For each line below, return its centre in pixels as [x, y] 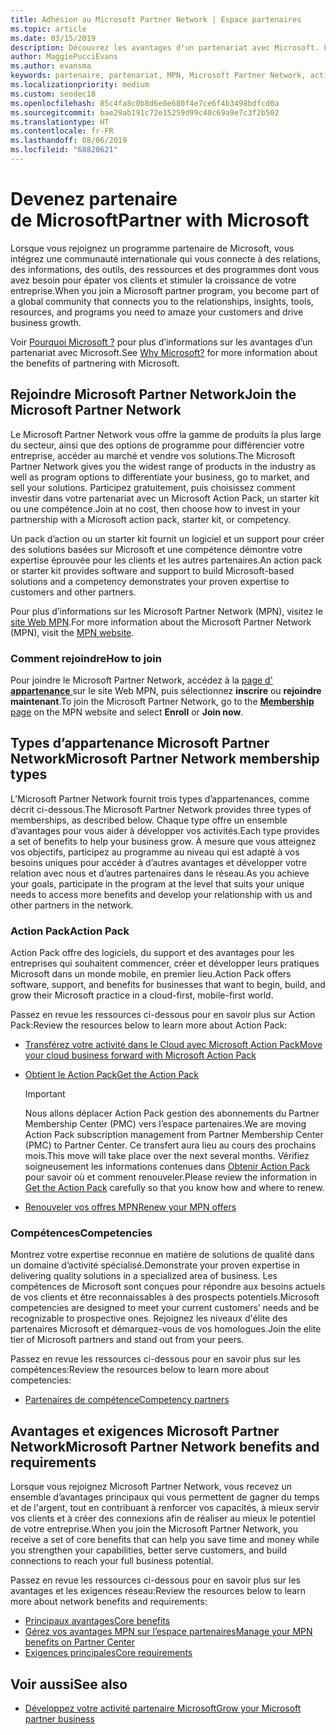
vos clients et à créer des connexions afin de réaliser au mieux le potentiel [163, 1518]
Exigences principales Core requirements [108, 1653]
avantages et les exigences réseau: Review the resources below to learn [158, 1591]
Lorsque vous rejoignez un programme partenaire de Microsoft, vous [152, 248]
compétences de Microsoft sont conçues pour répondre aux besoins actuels [168, 1287]
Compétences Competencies [81, 1233]
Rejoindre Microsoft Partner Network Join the [153, 394]
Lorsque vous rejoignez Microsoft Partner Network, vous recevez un [151, 1487]
